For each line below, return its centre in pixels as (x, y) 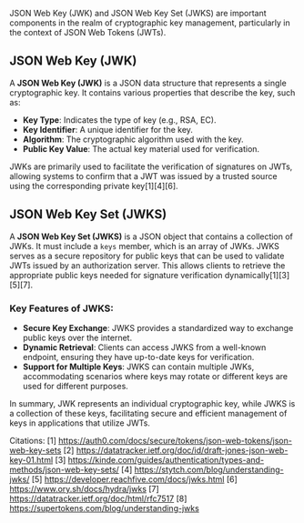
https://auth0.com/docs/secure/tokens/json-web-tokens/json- (175, 440)
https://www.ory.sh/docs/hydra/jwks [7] (84, 488)
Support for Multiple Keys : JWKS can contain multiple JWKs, (138, 367)
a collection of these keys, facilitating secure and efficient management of (148, 413)
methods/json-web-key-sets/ (65, 469)
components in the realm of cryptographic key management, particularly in (150, 23)
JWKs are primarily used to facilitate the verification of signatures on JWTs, (151, 166)
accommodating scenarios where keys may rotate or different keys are (155, 376)
